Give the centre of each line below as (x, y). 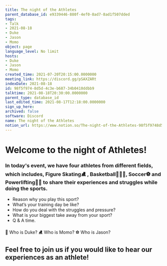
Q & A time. (24, 220)
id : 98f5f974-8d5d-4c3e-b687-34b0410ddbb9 (50, 88)
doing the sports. (26, 188)
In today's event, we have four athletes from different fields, (79, 166)
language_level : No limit (32, 51)
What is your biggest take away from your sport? (62, 215)
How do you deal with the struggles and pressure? (64, 210)
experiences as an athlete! (47, 257)
